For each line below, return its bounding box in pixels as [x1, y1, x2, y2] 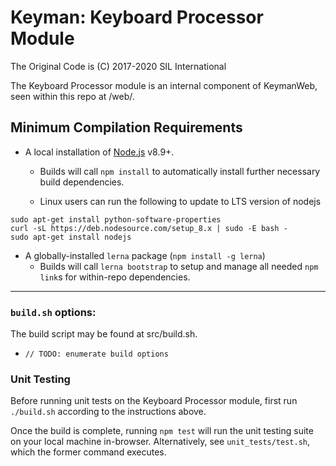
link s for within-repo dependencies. [39, 271, 191, 283]
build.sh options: [10, 305, 97, 319]
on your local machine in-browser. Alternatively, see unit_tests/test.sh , [10, 436, 311, 448]
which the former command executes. [10, 446, 167, 458]
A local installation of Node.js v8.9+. [24, 146, 175, 158]
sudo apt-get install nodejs [10, 232, 132, 242]
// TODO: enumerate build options [24, 349, 169, 360]
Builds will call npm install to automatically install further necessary [39, 165, 321, 177]
